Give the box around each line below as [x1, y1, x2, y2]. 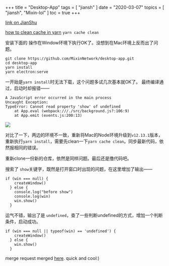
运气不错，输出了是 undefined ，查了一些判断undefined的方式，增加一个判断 [5, 212, 163, 218]
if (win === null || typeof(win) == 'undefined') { [5, 229, 116, 234]
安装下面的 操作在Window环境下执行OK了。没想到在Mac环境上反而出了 [5, 40, 154, 46]
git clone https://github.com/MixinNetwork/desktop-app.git [5, 56, 135, 61]
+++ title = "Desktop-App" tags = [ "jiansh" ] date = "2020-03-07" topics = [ [5, 5, 164, 10]
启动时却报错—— [14, 85, 49, 91]
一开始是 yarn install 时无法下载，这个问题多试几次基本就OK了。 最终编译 [5, 79, 159, 85]
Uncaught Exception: [5, 100, 49, 105]
